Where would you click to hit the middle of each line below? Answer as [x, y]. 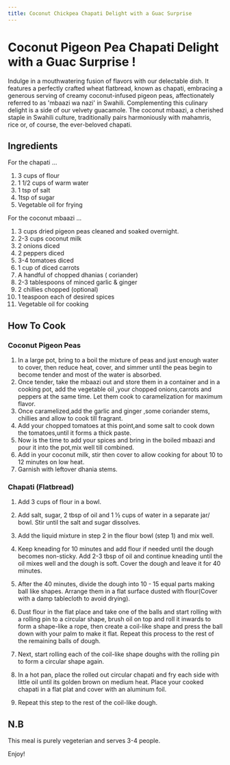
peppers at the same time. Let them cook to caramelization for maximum [120, 397]
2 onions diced [39, 246]
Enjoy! [17, 754]
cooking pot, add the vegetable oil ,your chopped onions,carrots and [114, 389]
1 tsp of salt [34, 190]
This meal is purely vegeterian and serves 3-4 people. [84, 741]
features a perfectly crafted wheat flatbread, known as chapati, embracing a [115, 88]
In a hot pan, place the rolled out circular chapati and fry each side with [118, 675]
